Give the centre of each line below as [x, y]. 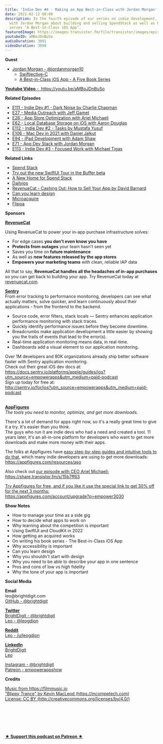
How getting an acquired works [43, 536]
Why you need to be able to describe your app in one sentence [75, 561]
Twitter [13, 610]
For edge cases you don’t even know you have [59, 241]
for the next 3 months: [27, 491]
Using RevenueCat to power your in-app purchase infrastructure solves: [77, 232]
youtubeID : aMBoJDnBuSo [29, 37]
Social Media [18, 581]
